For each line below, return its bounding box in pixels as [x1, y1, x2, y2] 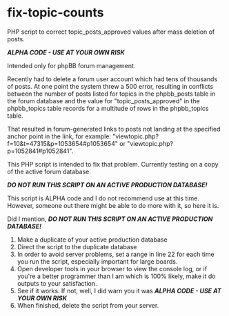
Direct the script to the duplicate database [17, 242, 137, 251]
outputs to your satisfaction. [17, 279, 98, 287]
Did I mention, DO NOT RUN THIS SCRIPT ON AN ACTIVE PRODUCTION [7, 215, 213, 223]
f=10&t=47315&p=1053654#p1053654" [7, 139, 119, 147]
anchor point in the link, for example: [7, 132, 112, 140]
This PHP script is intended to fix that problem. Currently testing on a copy [7, 160, 219, 168]
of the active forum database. [7, 167, 92, 176]
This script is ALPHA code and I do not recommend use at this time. [7, 194, 200, 202]
